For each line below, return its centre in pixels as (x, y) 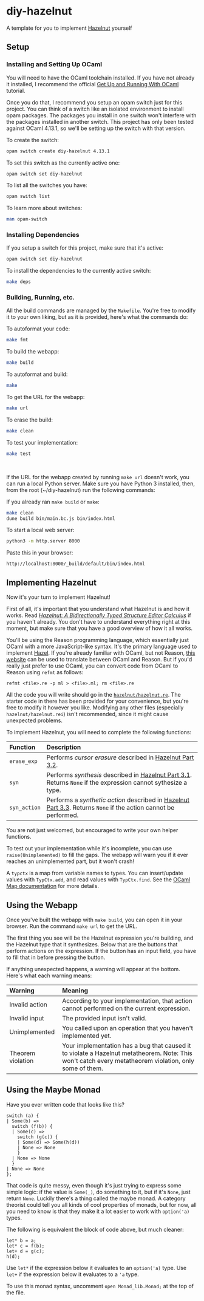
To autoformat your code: (38, 329)
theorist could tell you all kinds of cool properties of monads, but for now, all (101, 1204)
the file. (16, 1292)
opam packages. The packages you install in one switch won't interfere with (101, 115)
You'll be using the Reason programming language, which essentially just (98, 640)
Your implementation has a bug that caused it (126, 1045)
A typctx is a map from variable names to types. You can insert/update (95, 873)
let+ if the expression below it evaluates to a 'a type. (73, 1274)
